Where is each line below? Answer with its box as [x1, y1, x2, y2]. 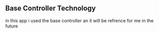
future [5, 23, 18, 29]
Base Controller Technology [5, 4, 96, 13]
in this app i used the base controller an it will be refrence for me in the [5, 17, 154, 23]
